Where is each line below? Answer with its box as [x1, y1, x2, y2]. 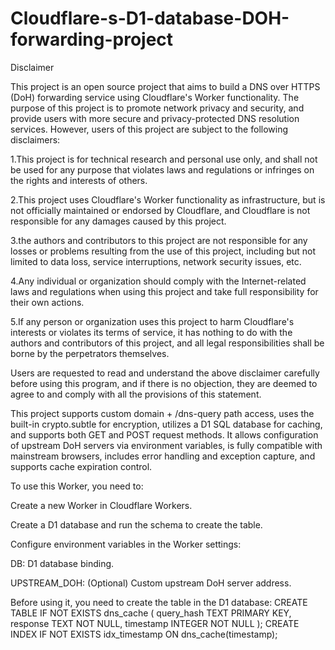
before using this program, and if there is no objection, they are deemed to [10, 377, 318, 389]
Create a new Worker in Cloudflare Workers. [10, 499, 193, 511]
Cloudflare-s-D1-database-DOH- [10, 7, 290, 30]
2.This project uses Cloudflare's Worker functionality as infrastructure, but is [10, 193, 326, 206]
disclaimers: [10, 133, 61, 146]
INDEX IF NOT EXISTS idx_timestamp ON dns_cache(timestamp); [10, 628, 278, 640]
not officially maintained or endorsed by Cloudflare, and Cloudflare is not [10, 204, 311, 216]
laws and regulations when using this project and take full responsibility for [10, 285, 319, 297]
